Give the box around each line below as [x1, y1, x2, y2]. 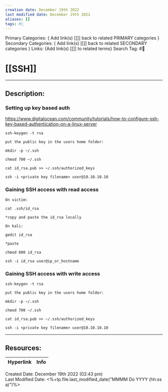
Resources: [5, 343, 41, 352]
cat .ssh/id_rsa [5, 206, 39, 211]
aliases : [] [5, 17, 30, 22]
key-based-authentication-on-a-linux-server [5, 121, 97, 127]
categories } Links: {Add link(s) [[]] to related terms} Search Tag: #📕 [5, 46, 145, 52]
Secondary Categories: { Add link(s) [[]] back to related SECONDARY [5, 41, 147, 47]
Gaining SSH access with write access [5, 270, 100, 277]
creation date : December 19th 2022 [5, 7, 79, 13]
